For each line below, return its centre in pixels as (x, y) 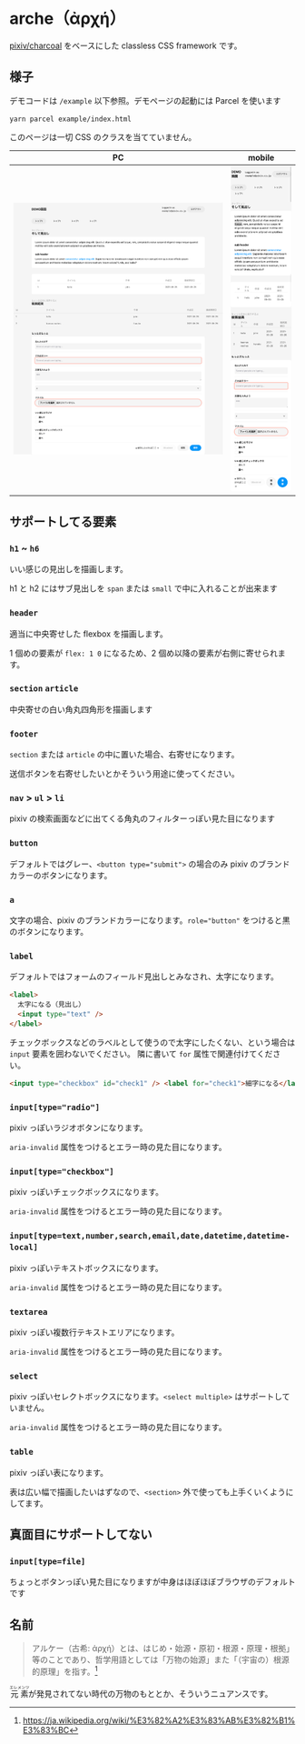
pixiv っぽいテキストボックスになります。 (86, 1268)
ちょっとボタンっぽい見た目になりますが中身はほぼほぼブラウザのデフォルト (152, 1582)
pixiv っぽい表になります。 (59, 1472)
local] (24, 1248)
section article (44, 689)
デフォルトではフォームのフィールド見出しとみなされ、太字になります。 (144, 977)
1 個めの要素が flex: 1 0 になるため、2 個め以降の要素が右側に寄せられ (144, 653)
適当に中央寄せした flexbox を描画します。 (89, 634)
